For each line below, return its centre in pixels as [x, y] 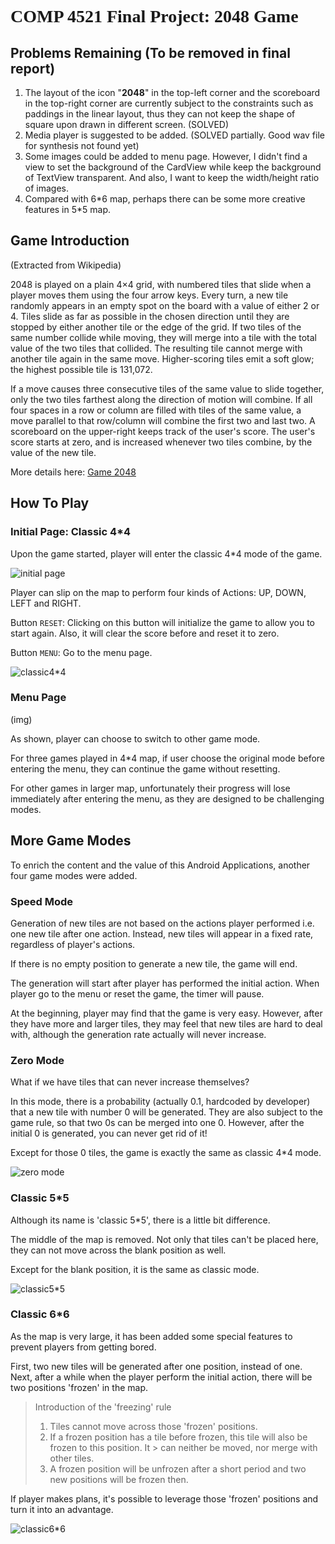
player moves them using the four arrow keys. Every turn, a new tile [149, 295]
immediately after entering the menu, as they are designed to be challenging [167, 798]
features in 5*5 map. [68, 209]
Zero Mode [37, 1060]
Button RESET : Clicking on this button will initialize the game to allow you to [163, 622]
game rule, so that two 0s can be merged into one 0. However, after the [157, 1123]
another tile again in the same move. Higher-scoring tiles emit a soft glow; [162, 358]
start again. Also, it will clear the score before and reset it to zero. [145, 633]
